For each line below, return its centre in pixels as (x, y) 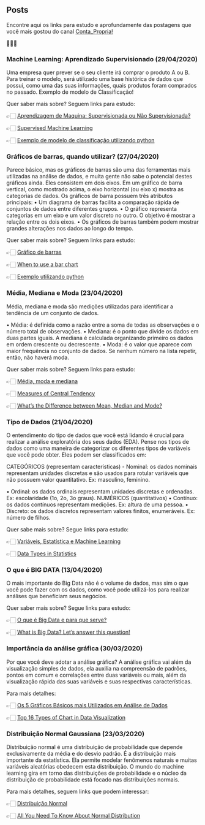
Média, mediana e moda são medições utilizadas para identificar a (90, 306)
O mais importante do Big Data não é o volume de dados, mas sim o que (97, 583)
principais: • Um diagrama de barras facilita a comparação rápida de (93, 202)
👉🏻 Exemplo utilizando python (45, 277)
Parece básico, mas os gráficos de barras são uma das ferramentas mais (99, 170)
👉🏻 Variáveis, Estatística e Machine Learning (64, 541)
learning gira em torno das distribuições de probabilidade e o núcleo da (96, 773)
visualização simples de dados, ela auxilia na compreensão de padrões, (97, 668)
